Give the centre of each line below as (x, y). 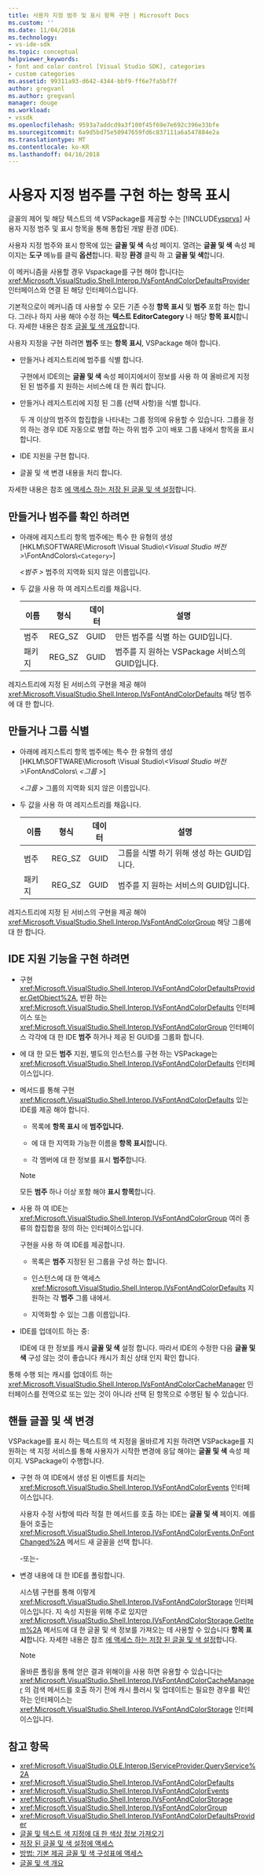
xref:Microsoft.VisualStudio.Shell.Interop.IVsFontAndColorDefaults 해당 (123, 694)
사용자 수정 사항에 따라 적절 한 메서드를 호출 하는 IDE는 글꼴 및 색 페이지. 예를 (137, 1514)
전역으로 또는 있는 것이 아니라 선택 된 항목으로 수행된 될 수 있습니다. (145, 1394)
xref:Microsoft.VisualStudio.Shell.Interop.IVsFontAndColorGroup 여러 (130, 1218)
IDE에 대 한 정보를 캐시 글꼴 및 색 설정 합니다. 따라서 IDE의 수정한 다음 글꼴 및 (137, 1348)
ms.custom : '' (31, 23)
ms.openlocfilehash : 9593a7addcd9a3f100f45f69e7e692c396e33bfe (114, 125)
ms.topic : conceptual (44, 52)
